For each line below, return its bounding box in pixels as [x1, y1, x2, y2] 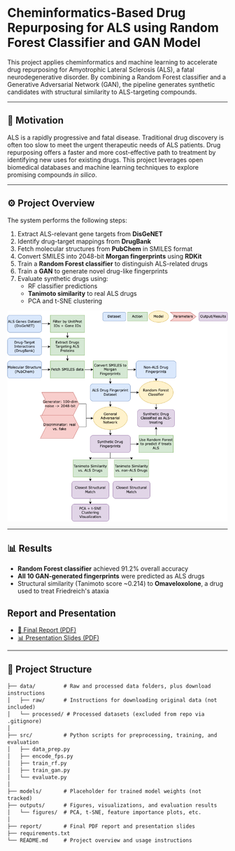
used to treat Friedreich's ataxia [17, 587, 110, 595]
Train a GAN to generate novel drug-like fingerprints [17, 266, 168, 275]
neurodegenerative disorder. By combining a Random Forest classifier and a [7, 72, 226, 81]
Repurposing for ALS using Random [7, 20, 219, 36]
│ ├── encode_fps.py [7, 753, 73, 760]
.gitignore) [7, 718, 42, 725]
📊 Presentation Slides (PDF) [17, 634, 100, 642]
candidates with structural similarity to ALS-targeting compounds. [7, 88, 197, 96]
